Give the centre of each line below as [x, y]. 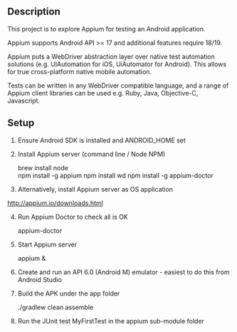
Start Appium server [47, 244]
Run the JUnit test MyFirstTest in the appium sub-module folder [111, 321]
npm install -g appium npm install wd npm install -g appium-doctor [115, 175]
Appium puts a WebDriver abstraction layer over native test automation [111, 56]
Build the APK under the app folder [69, 293]
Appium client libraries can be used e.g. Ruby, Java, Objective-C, [103, 93]
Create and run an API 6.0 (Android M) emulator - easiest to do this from [123, 272]
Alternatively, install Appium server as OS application [95, 189]
